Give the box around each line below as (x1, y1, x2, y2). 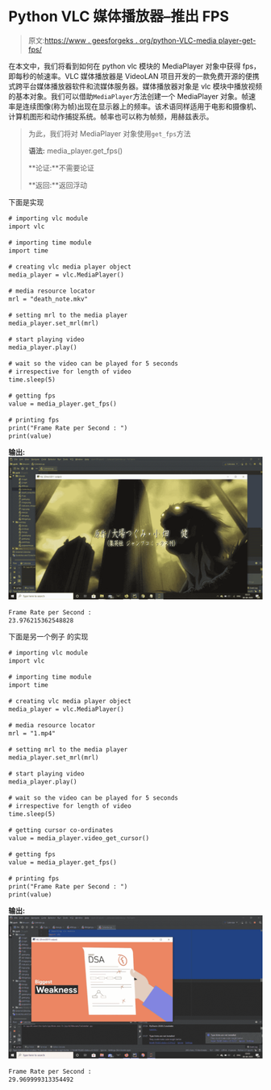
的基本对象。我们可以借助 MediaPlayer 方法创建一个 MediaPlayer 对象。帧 (8, 91, 249, 101)
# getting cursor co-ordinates (8, 826, 114, 834)
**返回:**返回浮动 (27, 180, 87, 189)
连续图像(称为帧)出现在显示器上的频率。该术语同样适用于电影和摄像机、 (22, 102, 261, 111)
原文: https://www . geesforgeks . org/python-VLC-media (27, 35, 217, 45)
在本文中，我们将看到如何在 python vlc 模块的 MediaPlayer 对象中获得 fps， (8, 61, 261, 71)
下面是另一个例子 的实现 (8, 632, 89, 642)
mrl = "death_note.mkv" (8, 295, 89, 303)
